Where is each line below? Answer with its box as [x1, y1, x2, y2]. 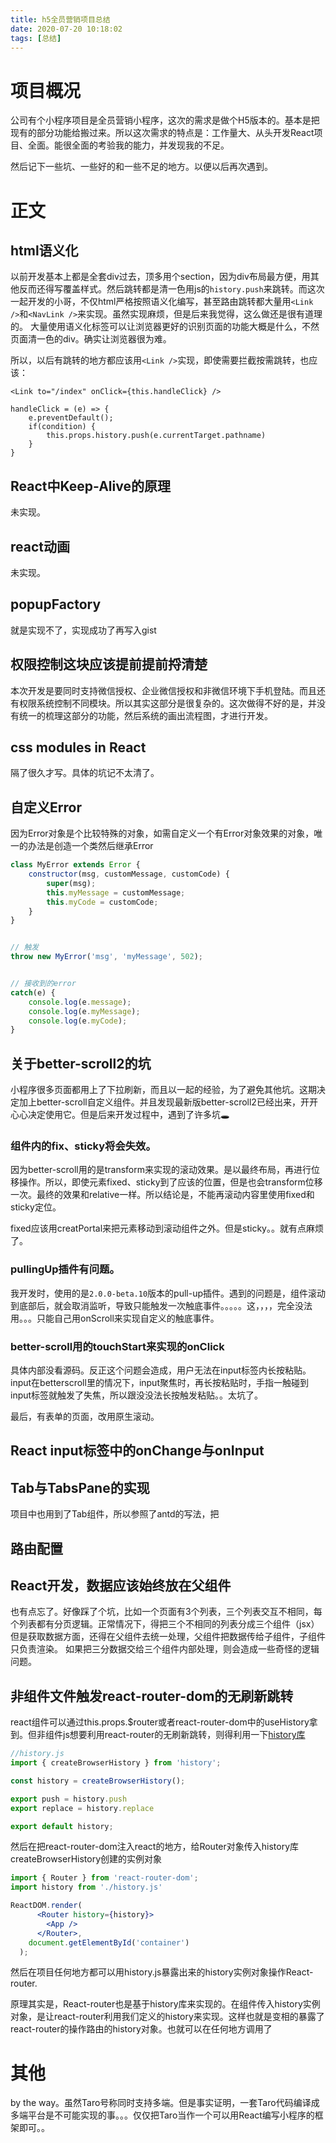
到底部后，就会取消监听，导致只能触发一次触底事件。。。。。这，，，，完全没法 [10, 1299, 313, 1311]
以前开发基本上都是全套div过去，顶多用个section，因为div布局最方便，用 [10, 271, 311, 283]
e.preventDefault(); [28, 413, 114, 423]
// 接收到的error [10, 979, 77, 989]
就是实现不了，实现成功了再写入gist [10, 624, 157, 636]
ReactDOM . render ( [10, 1901, 83, 1911]
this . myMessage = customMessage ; [46, 887, 186, 898]
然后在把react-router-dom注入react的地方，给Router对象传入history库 [10, 1841, 300, 1853]
